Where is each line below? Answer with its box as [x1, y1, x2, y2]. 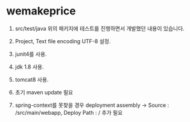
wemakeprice [6, 4, 77, 18]
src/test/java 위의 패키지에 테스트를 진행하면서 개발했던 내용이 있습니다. [14, 25, 185, 32]
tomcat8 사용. [14, 76, 49, 83]
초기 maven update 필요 [14, 88, 74, 96]
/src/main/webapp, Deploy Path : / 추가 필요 [14, 109, 123, 116]
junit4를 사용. [14, 50, 47, 58]
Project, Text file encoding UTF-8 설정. [14, 37, 111, 44]
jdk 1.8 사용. [14, 63, 44, 70]
